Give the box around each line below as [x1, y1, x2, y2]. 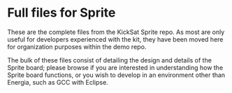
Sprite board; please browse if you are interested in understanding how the [7, 63, 224, 71]
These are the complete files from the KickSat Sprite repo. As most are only [7, 28, 225, 36]
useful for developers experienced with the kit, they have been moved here [7, 35, 224, 43]
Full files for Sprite [7, 5, 116, 21]
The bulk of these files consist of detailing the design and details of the [7, 56, 212, 64]
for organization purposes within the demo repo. [7, 42, 147, 51]
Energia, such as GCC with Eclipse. [7, 78, 108, 86]
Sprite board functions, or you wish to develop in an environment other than [7, 71, 226, 79]
